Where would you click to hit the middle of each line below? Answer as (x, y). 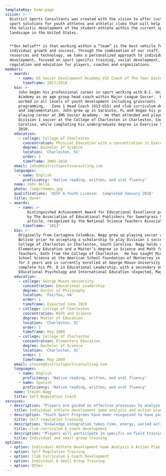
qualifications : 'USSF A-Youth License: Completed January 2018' (84, 194)
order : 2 (32, 327)
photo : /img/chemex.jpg (39, 189)
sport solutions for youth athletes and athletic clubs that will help (85, 24)
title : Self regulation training (48, 419)
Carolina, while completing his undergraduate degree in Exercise (88, 124)
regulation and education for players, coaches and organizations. (81, 64)
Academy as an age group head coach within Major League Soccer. (87, 97)
